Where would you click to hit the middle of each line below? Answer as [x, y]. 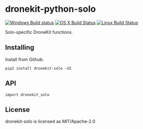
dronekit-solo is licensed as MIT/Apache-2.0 [50, 122]
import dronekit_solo [27, 95]
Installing [20, 48]
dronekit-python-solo [51, 9]
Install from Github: [25, 59]
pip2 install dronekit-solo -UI [38, 68]
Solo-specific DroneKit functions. [39, 32]
